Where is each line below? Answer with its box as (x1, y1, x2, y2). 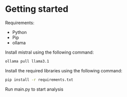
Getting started (5, 3, 69, 15)
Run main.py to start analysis (5, 86, 64, 92)
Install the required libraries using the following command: (5, 67, 123, 73)
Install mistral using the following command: (5, 49, 94, 55)
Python (12, 29, 27, 35)
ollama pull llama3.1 (5, 59, 50, 64)
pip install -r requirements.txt (5, 77, 74, 82)
